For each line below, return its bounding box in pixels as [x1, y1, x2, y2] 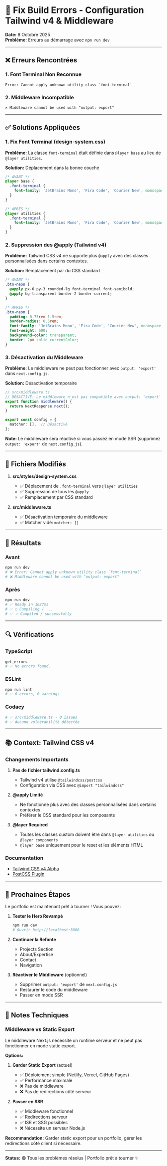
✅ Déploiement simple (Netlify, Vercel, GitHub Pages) [19, 1072, 129, 1078]
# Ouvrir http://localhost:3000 [12, 928, 80, 933]
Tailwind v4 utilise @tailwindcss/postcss [19, 777, 103, 783]
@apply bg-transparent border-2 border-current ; [9, 291, 112, 296]
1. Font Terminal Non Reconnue [5, 71, 82, 78]
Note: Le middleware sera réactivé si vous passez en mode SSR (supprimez [5, 435, 161, 441]
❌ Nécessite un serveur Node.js [19, 1125, 85, 1131]
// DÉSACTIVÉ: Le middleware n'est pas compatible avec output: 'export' [5, 394, 162, 399]
